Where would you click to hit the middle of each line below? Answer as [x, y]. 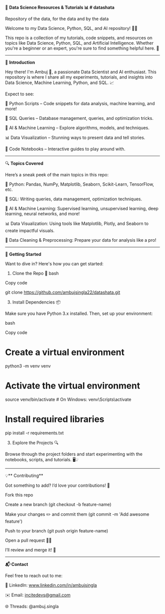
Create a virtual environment [65, 352]
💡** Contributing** [24, 475]
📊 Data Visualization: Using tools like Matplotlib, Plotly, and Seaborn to [77, 223]
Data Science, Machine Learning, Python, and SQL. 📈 [60, 83]
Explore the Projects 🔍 [35, 443]
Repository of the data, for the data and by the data [57, 19]
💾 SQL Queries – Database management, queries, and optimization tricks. [79, 118]
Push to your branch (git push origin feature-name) [57, 530]
